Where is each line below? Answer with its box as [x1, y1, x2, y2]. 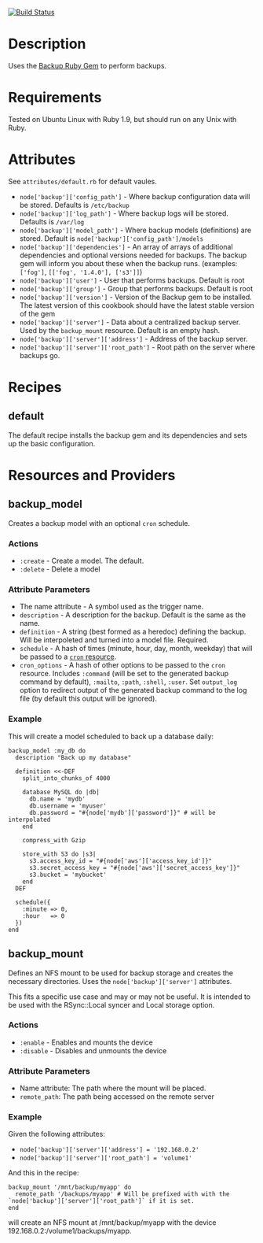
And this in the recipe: [8, 1168, 79, 1178]
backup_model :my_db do [8, 746, 86, 755]
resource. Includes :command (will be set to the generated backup [19, 669, 229, 679]
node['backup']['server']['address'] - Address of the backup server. [19, 334, 249, 343]
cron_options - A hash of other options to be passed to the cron [19, 660, 226, 670]
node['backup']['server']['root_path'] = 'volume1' [19, 1154, 192, 1163]
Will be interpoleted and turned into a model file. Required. [19, 635, 209, 645]
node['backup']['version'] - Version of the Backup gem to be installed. [19, 292, 253, 302]
